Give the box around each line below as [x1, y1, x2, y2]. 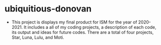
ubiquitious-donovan [4, 3, 92, 14]
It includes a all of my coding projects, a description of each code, [23, 24, 157, 30]
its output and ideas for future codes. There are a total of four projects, [11, 29, 154, 35]
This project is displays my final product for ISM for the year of [11, 19, 137, 25]
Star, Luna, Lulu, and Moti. [11, 34, 64, 40]
